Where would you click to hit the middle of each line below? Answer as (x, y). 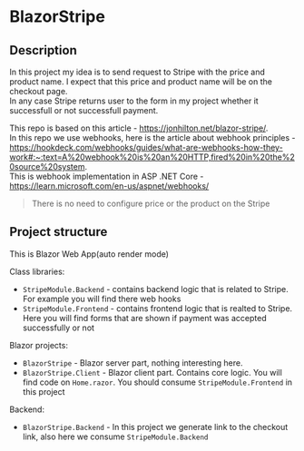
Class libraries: (37, 271)
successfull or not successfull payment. (84, 110)
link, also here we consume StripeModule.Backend (115, 436)
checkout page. (39, 91)
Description (43, 50)
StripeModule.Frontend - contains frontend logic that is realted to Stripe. (157, 308)
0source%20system (47, 167)
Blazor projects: (39, 345)
